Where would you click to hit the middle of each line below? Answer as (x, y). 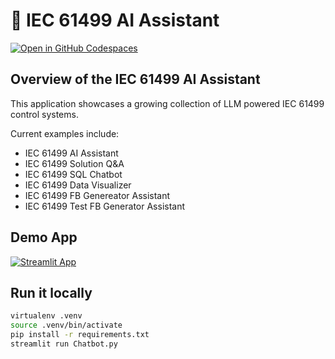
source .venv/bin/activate (66, 325)
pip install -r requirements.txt (80, 335)
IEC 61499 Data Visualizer (78, 185)
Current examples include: (65, 133)
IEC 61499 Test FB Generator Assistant (105, 206)
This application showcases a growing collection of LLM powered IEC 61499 (167, 103)
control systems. (44, 114)
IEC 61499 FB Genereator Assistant (97, 195)
